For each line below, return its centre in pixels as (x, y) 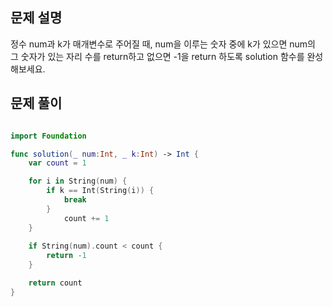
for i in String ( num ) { (78, 181)
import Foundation (48, 136)
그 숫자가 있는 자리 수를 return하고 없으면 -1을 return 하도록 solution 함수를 (157, 56)
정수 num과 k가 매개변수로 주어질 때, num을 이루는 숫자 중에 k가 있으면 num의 (163, 44)
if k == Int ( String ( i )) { (100, 191)
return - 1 (66, 256)
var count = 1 (57, 163)
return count (55, 283)
